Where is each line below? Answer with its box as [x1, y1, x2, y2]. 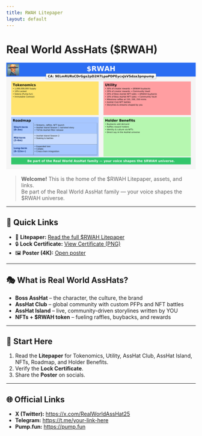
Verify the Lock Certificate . [14, 365, 84, 372]
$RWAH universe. [20, 194, 65, 201]
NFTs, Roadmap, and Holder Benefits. [14, 359, 109, 366]
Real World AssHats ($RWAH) [6, 43, 158, 56]
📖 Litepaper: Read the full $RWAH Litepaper [14, 233, 125, 240]
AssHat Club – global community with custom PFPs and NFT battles [14, 300, 185, 307]
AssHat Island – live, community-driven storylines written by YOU [14, 307, 179, 314]
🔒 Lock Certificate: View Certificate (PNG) [14, 240, 121, 247]
